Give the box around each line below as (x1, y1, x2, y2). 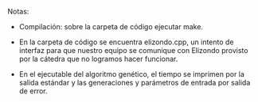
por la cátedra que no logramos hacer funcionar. (18, 55, 178, 63)
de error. (18, 86, 48, 96)
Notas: (7, 7, 29, 16)
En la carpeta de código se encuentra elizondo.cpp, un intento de (18, 37, 234, 47)
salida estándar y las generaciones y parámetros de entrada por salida (18, 78, 251, 87)
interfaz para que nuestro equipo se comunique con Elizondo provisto (18, 46, 248, 55)
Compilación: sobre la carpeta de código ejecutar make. (18, 22, 204, 31)
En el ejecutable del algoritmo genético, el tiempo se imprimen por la (18, 70, 244, 78)
